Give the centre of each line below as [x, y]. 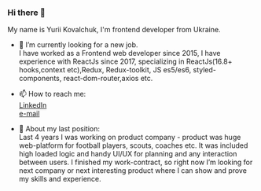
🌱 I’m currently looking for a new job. [78, 45]
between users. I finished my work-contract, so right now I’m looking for [136, 162]
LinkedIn [33, 105]
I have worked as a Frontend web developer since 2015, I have [119, 53]
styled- [205, 70]
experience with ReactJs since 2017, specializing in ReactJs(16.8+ [125, 61]
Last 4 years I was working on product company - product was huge [130, 138]
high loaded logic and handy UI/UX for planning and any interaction [128, 154]
